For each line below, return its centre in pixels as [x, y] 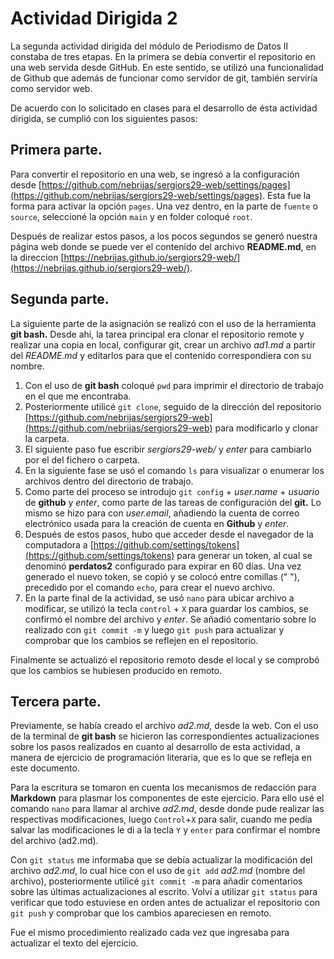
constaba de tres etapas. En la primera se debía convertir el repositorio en [163, 56]
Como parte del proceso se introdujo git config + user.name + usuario [172, 491]
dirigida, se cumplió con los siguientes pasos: [104, 118]
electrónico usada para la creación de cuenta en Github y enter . [157, 523]
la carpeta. [47, 438]
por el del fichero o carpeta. [82, 459]
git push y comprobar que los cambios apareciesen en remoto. [141, 913]
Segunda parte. [60, 299]
